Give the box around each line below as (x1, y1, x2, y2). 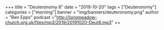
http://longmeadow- (56, 15, 97, 20)
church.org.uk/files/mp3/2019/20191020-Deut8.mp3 (5, 19, 112, 25)
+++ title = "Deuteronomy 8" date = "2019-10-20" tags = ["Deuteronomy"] (5, 4, 157, 10)
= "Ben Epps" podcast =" (5, 15, 57, 20)
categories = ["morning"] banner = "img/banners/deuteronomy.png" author (5, 9, 159, 15)
